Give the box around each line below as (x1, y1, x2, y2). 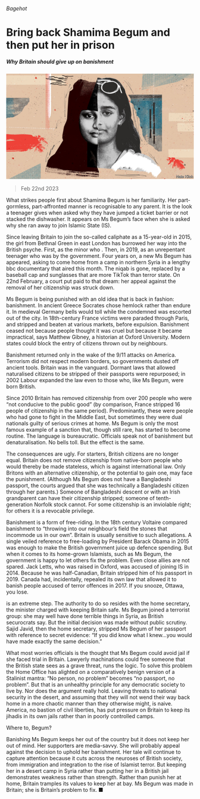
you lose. (6, 588, 29, 595)
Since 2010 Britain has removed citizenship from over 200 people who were (6, 395, 192, 402)
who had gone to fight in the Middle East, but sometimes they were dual (6, 414, 183, 421)
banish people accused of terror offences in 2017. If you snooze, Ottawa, (6, 582, 185, 589)
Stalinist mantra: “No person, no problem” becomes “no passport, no (6, 675, 175, 682)
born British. (6, 383, 37, 390)
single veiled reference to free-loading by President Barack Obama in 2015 (6, 538, 189, 545)
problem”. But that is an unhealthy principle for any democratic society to (6, 681, 186, 688)
